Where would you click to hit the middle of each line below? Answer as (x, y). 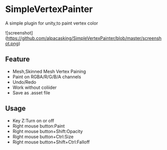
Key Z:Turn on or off (33, 120)
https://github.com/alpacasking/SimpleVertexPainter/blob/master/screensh (84, 38)
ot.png (12, 43)
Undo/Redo (24, 82)
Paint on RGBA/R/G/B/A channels (47, 77)
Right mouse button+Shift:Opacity (48, 131)
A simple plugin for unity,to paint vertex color (52, 23)
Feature (18, 59)
